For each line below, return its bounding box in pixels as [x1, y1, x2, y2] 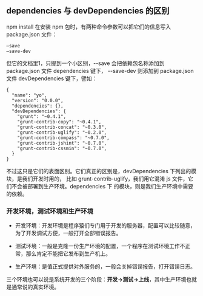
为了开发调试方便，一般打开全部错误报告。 [15, 230, 122, 237]
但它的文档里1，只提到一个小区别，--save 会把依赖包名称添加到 [6, 60, 165, 67]
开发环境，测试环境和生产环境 [6, 207, 94, 215]
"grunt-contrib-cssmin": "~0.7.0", [17, 145, 107, 151]
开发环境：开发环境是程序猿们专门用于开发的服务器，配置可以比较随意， [15, 222, 196, 229]
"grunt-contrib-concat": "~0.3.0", [17, 124, 107, 130]
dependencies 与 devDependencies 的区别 [6, 5, 170, 16]
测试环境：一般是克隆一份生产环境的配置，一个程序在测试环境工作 [15, 243, 180, 250]
